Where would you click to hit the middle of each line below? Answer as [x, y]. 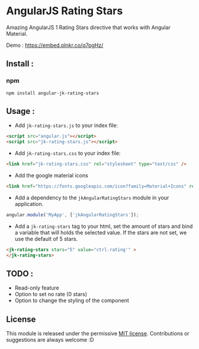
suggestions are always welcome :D [50, 340]
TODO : [20, 273]
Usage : [21, 111]
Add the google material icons [52, 176]
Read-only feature [37, 288]
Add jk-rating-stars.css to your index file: [68, 153]
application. [29, 204]
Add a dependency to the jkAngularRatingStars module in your [92, 198]
